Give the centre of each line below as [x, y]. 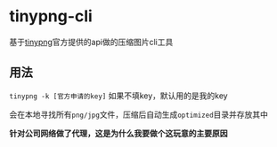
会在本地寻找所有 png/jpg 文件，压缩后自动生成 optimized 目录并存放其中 [139, 114]
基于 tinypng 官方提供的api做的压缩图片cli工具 [91, 42]
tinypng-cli [51, 16]
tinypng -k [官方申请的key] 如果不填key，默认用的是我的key [119, 96]
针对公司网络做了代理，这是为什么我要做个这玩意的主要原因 [118, 133]
